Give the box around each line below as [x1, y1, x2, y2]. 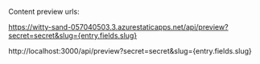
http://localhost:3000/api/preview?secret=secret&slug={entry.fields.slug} [8, 46, 252, 55]
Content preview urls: [8, 7, 80, 16]
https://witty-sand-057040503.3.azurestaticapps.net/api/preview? [8, 22, 229, 31]
